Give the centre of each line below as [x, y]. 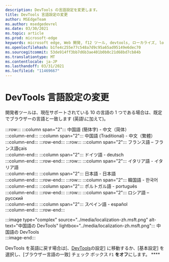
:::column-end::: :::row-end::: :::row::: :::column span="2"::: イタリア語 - [79, 161]
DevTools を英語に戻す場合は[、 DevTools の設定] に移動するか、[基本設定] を [85, 248]
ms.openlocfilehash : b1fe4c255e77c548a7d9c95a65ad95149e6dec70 [73, 47]
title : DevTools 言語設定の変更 [37, 15]
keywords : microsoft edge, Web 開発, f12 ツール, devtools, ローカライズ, [81, 43]
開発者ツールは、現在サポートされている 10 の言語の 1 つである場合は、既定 [84, 112]
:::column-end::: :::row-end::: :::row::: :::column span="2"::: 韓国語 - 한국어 [81, 180]
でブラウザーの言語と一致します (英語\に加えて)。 [57, 119]
